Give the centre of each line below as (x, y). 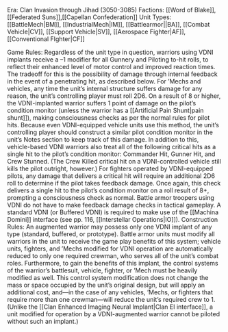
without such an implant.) (43, 321)
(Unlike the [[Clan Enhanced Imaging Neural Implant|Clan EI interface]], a (110, 307)
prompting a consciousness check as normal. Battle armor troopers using (111, 197)
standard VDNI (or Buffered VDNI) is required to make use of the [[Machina (113, 212)
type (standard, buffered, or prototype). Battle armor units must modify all (111, 234)
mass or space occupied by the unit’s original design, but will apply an (106, 285)
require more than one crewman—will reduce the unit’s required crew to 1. (111, 299)
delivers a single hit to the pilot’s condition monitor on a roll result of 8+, (108, 190)
